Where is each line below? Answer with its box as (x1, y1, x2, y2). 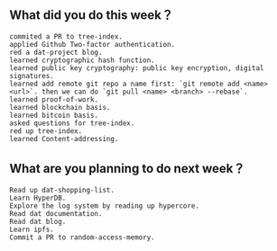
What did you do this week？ (9, 7, 174, 23)
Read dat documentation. (9, 209, 103, 218)
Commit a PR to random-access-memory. (9, 232, 155, 242)
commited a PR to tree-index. (9, 31, 124, 41)
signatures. (9, 71, 54, 80)
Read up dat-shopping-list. (9, 185, 115, 194)
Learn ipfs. (9, 225, 54, 234)
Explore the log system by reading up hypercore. (9, 201, 200, 211)
